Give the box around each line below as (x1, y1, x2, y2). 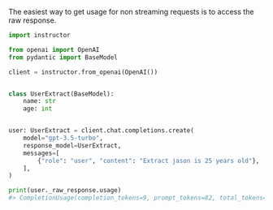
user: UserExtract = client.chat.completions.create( (8, 126, 195, 135)
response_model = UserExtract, (23, 141, 122, 149)
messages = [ (23, 149, 60, 157)
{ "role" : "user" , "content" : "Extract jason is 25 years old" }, (37, 156, 260, 165)
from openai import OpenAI (8, 45, 100, 54)
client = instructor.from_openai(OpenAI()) (8, 68, 158, 76)
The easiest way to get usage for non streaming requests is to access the (8, 7, 254, 16)
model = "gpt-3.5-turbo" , (23, 134, 104, 142)
